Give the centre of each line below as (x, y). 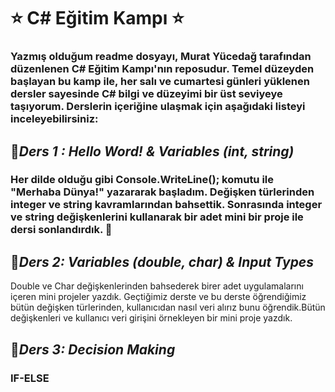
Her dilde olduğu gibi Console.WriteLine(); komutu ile (142, 180)
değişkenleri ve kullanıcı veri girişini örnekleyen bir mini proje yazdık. (151, 318)
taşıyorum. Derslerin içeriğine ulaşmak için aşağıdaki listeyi (158, 107)
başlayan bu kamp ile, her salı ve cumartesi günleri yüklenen (160, 82)
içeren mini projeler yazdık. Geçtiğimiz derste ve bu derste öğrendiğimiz (158, 297)
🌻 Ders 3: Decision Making (93, 349)
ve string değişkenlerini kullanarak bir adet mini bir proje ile (157, 217)
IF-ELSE (30, 378)
